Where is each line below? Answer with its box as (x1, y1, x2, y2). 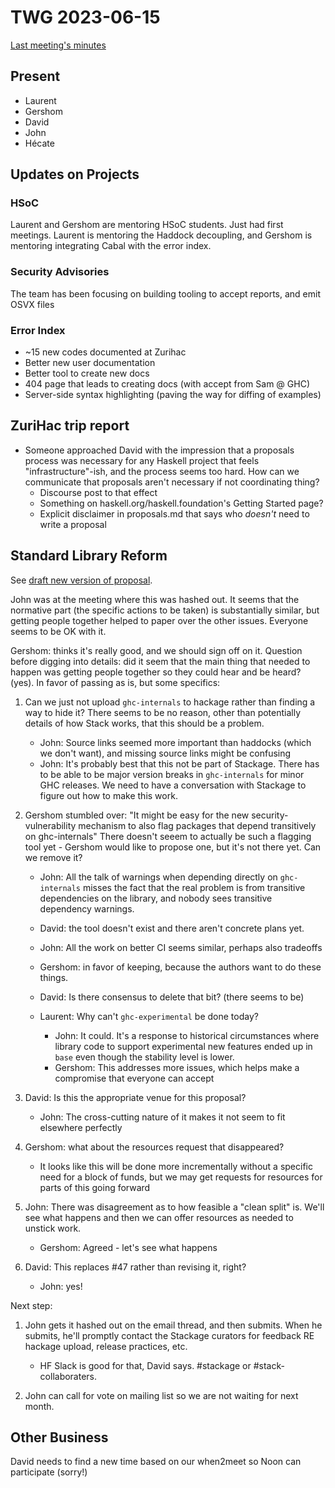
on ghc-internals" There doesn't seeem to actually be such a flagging (24, 830, 312, 842)
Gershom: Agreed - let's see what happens (39, 1241, 218, 1253)
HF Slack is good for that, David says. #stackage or (39, 1359, 252, 1371)
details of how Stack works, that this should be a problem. (24, 717, 265, 729)
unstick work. (24, 1222, 82, 1234)
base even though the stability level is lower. (54, 1051, 235, 1063)
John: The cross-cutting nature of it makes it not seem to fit (39, 1111, 286, 1123)
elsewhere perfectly (39, 1121, 123, 1133)
